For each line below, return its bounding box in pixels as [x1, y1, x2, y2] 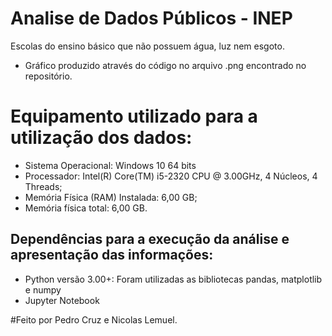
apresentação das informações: [10, 247, 214, 264]
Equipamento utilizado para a [10, 105, 258, 128]
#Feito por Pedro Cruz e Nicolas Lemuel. [10, 313, 178, 326]
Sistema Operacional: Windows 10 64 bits [24, 159, 197, 171]
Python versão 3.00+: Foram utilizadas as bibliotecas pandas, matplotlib [24, 273, 323, 285]
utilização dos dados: [10, 127, 193, 149]
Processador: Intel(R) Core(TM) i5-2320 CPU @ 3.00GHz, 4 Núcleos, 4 [24, 170, 318, 182]
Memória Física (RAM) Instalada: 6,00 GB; [24, 191, 198, 203]
